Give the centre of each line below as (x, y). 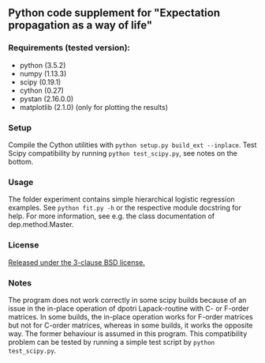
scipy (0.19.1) (40, 81)
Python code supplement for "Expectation (114, 13)
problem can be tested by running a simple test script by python (112, 342)
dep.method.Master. (41, 225)
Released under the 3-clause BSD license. (77, 262)
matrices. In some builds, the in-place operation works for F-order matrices (131, 316)
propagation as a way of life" (80, 26)
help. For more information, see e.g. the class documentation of (112, 216)
